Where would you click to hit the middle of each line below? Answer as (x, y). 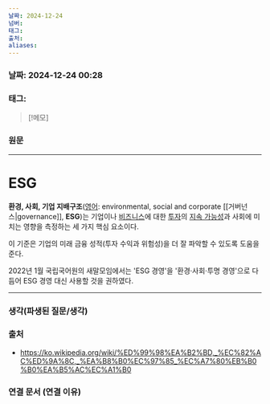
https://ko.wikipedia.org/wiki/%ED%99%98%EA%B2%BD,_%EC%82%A (140, 352)
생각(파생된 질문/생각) (48, 311)
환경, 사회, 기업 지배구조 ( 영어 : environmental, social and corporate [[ (119, 206)
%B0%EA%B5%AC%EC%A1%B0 (76, 369)
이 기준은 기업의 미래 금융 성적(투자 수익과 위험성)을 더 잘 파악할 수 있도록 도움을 (134, 243)
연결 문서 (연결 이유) (45, 392)
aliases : (23, 46)
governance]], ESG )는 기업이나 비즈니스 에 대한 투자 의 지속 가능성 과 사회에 (135, 216)
